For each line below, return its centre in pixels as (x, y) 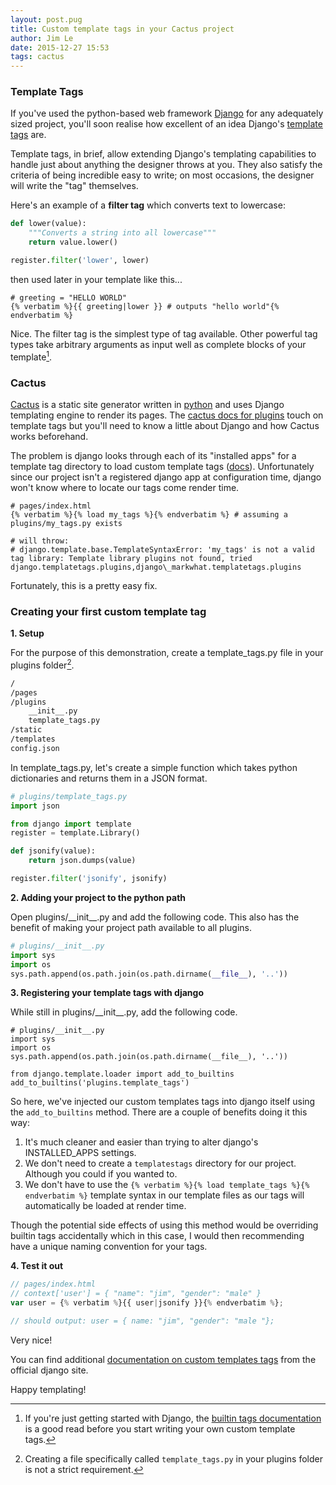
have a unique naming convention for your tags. (109, 1247)
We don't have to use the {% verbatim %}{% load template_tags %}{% (167, 1185)
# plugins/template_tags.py (69, 796)
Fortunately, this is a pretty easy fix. (84, 585)
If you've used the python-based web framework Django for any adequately (167, 113)
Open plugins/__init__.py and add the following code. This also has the (155, 917)
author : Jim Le (42, 38)
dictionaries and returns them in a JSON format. (109, 778)
